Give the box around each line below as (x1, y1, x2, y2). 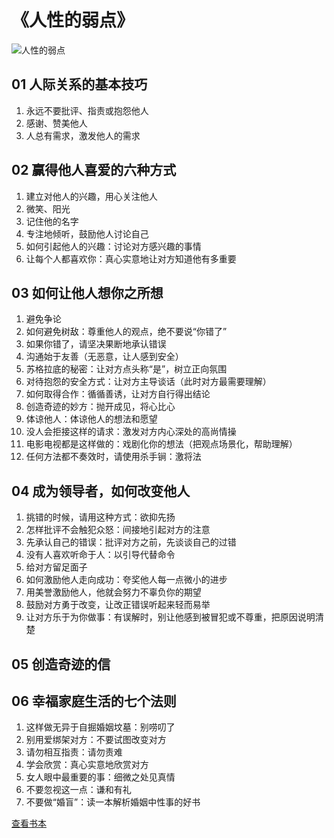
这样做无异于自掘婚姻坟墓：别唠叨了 (25, 721, 176, 733)
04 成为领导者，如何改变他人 (11, 482, 191, 500)
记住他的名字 (25, 215, 79, 227)
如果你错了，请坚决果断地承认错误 (25, 338, 167, 350)
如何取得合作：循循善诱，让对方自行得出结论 (25, 388, 211, 400)
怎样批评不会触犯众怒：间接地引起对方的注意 (25, 524, 211, 536)
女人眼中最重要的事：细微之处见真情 (25, 771, 176, 783)
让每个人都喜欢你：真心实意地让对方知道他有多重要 (25, 252, 237, 265)
